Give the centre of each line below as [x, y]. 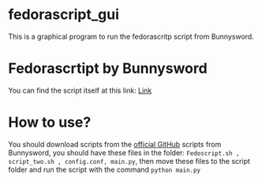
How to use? [50, 122]
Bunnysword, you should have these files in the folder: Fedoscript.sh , [124, 153]
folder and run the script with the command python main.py [105, 169]
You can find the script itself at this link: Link [80, 90]
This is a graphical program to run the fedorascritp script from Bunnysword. [131, 36]
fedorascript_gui [64, 15]
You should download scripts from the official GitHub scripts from [115, 144]
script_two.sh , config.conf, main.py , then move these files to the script [129, 161]
